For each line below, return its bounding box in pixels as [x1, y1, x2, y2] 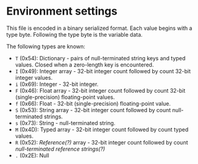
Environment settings [6, 4, 118, 18]
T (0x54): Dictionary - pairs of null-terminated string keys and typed [15, 54, 186, 62]
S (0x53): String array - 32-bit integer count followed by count [15, 106, 171, 113]
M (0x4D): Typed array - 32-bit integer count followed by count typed [15, 126, 189, 133]
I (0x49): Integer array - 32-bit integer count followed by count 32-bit [15, 67, 191, 74]
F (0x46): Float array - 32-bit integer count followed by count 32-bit [15, 87, 186, 94]
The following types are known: [6, 43, 85, 50]
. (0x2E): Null [15, 151, 50, 159]
